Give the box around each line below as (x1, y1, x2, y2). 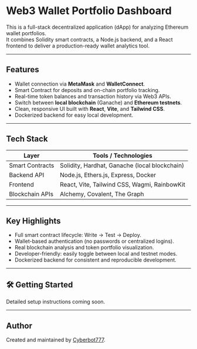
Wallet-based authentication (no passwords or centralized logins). (14, 238, 174, 245)
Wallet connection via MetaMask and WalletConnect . (14, 80, 145, 87)
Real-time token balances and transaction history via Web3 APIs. (14, 93, 171, 100)
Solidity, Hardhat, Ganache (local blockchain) (59, 161, 185, 170)
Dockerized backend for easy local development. (14, 111, 134, 118)
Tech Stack (6, 134, 48, 144)
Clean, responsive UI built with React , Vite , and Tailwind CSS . (14, 105, 165, 112)
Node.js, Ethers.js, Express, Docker (59, 171, 157, 179)
